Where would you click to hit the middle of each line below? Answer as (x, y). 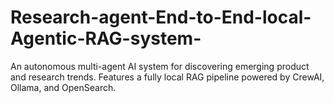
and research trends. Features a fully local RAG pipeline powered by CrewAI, (167, 77)
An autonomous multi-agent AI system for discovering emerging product (160, 66)
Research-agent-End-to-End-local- (161, 17)
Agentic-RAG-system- (106, 38)
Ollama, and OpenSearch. (63, 87)
